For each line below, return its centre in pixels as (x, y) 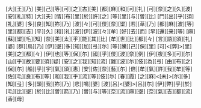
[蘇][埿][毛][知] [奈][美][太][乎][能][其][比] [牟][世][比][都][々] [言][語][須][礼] (99, 39)
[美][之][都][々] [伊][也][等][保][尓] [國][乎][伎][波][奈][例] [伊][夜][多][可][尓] (99, 54)
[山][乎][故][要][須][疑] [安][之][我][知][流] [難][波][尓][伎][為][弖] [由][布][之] (99, 61)
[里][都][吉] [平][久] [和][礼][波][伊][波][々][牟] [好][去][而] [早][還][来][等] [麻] (100, 31)
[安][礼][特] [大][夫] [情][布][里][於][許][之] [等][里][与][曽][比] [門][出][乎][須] (100, 16)
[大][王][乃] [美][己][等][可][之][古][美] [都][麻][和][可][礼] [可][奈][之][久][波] (99, 9)
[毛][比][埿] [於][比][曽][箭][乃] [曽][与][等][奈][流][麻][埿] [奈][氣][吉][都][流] (99, 91)
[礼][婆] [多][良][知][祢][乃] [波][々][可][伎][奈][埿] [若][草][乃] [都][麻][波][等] (100, 24)
